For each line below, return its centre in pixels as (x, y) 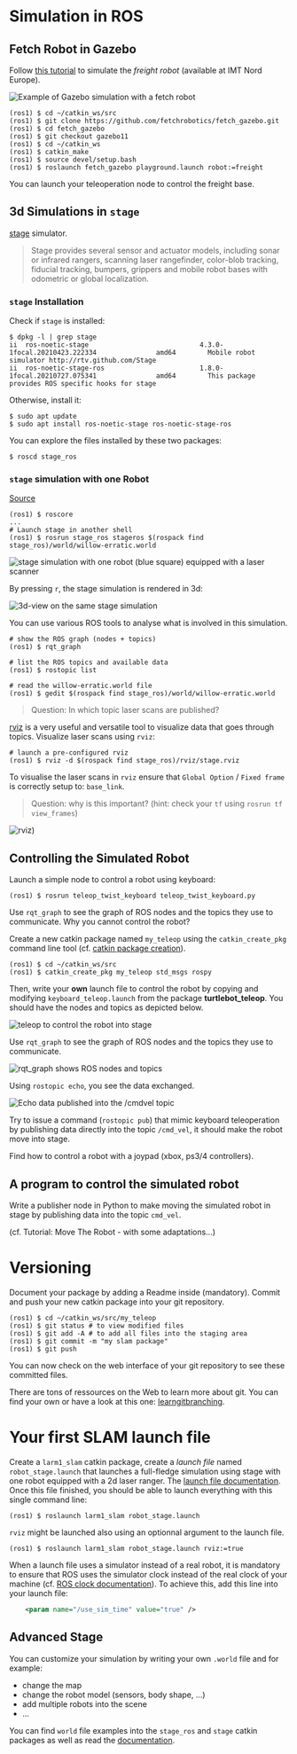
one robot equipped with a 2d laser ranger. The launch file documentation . (145, 1480)
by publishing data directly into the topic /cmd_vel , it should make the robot (146, 1130)
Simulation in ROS (76, 16)
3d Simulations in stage (74, 211)
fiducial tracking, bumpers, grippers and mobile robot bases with (149, 269)
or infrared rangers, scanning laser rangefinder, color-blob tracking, (155, 260)
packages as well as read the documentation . (92, 1740)
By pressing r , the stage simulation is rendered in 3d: (106, 589)
